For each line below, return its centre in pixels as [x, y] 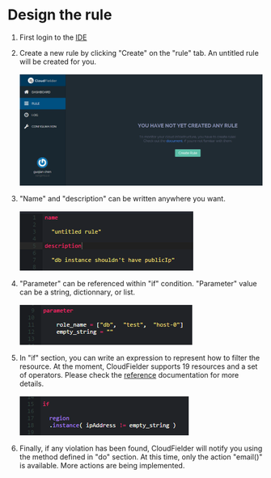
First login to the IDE [53, 37]
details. [32, 383]
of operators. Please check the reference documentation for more [129, 374]
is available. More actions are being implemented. [102, 465]
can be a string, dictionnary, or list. [77, 292]
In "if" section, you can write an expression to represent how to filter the [140, 357]
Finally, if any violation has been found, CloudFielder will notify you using [141, 448]
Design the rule [60, 15]
